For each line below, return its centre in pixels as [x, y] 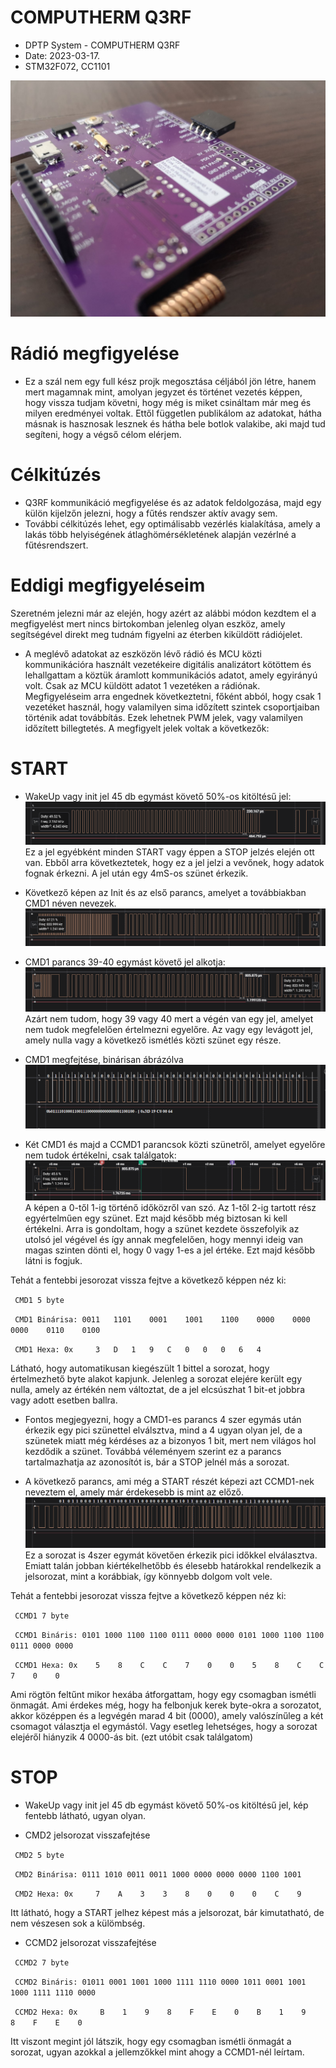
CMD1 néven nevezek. [70, 903]
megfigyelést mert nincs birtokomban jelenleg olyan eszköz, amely [148, 623]
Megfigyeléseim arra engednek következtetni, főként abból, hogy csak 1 [173, 696]
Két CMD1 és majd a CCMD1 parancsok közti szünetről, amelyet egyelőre [175, 1145]
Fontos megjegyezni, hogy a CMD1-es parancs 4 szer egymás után [163, 1420]
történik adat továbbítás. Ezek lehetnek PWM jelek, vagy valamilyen [163, 717]
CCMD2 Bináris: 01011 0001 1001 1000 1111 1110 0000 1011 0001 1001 [160, 1982]
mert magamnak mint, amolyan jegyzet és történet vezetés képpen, [163, 392]
